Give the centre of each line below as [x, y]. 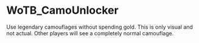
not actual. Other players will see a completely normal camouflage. [90, 33]
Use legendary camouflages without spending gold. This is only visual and [100, 27]
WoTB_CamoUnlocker [62, 10]
